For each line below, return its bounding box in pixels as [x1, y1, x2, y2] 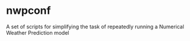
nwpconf [6, 4, 51, 17]
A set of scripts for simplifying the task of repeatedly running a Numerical [6, 23, 184, 30]
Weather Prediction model [6, 29, 69, 36]
